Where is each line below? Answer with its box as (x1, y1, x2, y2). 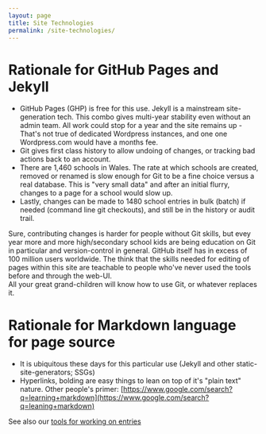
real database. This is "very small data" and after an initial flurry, (19, 180, 230, 189)
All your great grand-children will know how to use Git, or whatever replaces (8, 280, 258, 289)
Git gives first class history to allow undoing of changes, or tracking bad (19, 146, 256, 156)
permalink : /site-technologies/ (8, 26, 115, 34)
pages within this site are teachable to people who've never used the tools (8, 263, 252, 273)
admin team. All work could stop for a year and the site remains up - (19, 121, 242, 130)
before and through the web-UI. (8, 271, 113, 281)
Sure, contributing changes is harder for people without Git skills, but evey (8, 229, 252, 238)
